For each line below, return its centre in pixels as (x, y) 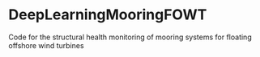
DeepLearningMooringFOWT (108, 15)
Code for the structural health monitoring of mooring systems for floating (130, 37)
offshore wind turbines (46, 45)
